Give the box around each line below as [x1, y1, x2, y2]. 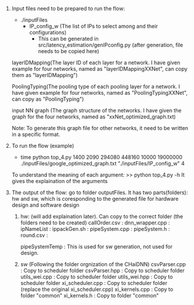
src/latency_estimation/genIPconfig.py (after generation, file [38, 41, 183, 48]
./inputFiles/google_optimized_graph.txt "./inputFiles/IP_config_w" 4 [20, 160, 185, 167]
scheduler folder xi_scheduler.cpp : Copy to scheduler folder [20, 280, 168, 286]
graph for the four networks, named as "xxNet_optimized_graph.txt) [11, 113, 176, 120]
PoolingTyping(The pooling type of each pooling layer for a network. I [11, 83, 180, 90]
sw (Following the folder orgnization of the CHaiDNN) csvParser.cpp [20, 261, 186, 267]
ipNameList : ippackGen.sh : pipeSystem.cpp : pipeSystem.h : [20, 226, 170, 232]
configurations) [29, 29, 66, 36]
